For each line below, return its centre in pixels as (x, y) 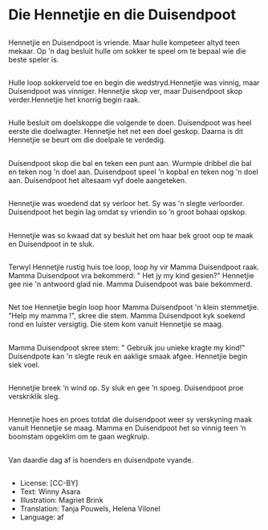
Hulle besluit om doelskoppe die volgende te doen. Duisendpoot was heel (130, 123)
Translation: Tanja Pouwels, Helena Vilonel (90, 509)
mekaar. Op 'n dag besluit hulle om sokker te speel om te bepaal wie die (127, 51)
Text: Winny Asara (50, 492)
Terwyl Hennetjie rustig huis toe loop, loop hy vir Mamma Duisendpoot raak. (134, 267)
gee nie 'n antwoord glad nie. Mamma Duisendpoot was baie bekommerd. (130, 284)
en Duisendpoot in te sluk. (51, 244)
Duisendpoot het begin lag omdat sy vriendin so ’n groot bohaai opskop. (128, 212)
